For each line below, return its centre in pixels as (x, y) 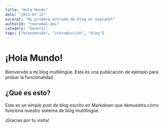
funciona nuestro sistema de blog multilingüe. (52, 110)
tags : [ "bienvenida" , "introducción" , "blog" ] (55, 33)
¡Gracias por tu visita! (27, 120)
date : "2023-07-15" (26, 15)
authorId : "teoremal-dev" (32, 24)
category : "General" (27, 29)
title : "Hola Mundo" (27, 10)
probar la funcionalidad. (30, 77)
